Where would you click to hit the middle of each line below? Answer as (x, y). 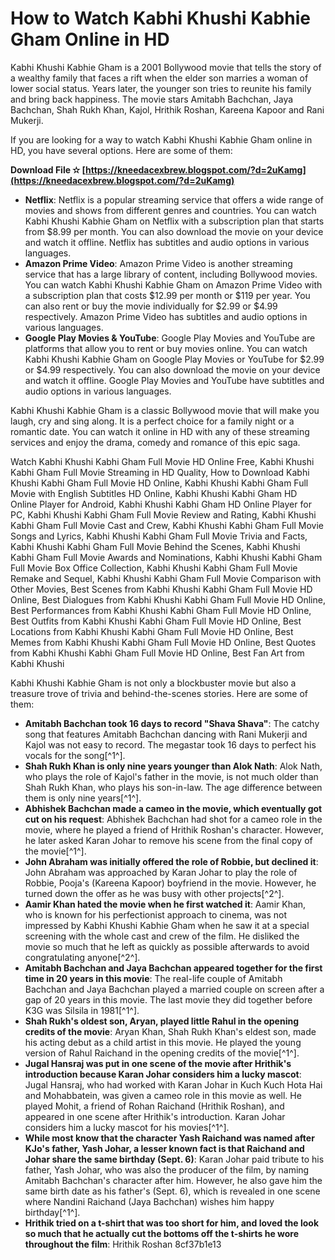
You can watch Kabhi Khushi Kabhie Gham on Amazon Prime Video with (173, 284)
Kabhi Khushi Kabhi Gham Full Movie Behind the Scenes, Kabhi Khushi (155, 546)
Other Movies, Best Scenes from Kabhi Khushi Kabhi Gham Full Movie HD (161, 589)
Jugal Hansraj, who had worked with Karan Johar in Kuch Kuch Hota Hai (173, 1084)
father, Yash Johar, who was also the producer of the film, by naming (167, 1169)
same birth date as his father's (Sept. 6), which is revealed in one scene (172, 1191)
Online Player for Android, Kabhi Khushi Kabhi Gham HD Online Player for (161, 504)
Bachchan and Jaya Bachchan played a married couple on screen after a (174, 989)
